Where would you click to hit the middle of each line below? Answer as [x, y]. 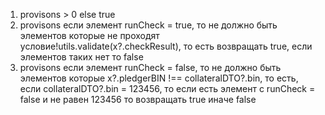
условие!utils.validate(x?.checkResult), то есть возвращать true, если [166, 46]
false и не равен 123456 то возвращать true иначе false [138, 99]
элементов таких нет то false [81, 57]
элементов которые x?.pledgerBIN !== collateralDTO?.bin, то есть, [159, 78]
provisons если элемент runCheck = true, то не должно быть [148, 25]
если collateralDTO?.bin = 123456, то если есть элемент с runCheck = [167, 88]
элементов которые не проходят [89, 35]
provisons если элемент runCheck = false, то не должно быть [150, 67]
